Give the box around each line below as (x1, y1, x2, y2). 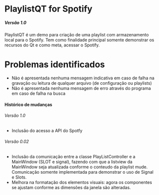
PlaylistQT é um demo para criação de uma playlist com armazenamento (4, 32, 149, 38)
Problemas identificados (4, 59, 105, 70)
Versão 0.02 (4, 139, 29, 145)
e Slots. (11, 174, 27, 180)
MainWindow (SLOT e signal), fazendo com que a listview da (11, 159, 132, 165)
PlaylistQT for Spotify (4, 3, 93, 15)
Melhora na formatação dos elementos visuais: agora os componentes (11, 180, 152, 185)
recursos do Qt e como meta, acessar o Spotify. (4, 42, 100, 48)
